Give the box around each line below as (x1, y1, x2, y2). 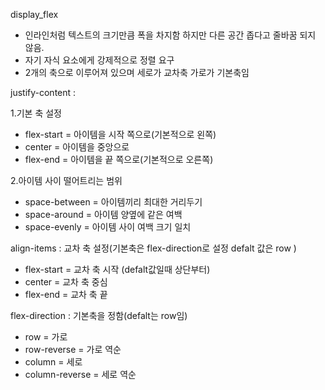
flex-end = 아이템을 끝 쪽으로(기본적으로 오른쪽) (24, 154, 214, 165)
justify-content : (10, 87, 77, 98)
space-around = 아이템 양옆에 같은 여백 (24, 209, 183, 220)
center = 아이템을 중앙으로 (24, 141, 130, 153)
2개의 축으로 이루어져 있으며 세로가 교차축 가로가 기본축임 (24, 67, 250, 78)
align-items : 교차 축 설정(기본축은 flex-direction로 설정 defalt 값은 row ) (10, 242, 297, 254)
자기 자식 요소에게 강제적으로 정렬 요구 (24, 54, 175, 66)
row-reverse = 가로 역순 (24, 344, 122, 355)
